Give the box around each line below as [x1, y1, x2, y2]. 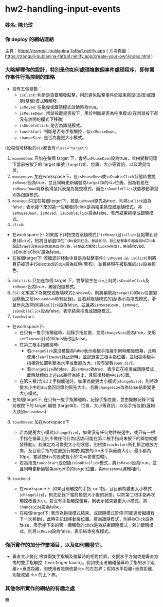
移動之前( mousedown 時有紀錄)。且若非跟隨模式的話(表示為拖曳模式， [16, 295, 152, 301]
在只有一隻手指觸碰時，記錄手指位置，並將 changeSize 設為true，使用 [19, 330, 156, 335]
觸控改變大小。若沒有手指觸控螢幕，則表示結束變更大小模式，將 [19, 497, 147, 503]
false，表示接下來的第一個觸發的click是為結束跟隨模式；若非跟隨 [19, 522, 149, 528]
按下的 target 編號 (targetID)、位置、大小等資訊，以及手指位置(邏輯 [20, 403, 155, 408]
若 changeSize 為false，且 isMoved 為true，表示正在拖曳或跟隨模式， [26, 366, 159, 372]
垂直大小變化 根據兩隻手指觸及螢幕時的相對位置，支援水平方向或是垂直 [12, 553, 154, 559]
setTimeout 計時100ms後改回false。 [19, 335, 90, 341]
